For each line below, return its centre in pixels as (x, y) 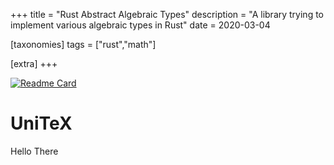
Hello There (34, 151)
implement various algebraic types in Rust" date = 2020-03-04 (140, 25)
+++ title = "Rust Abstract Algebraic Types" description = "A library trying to (167, 14)
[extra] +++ (34, 63)
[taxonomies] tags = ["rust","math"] (83, 44)
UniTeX (41, 123)
